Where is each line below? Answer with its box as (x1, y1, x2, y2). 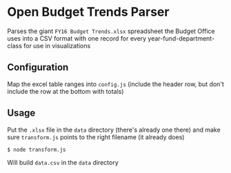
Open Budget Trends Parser (7, 4, 170, 20)
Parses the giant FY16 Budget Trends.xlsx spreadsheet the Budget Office (7, 27, 215, 35)
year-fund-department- (148, 34, 215, 42)
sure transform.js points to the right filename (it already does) (7, 132, 185, 141)
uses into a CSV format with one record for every (7, 34, 147, 42)
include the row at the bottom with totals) (7, 87, 124, 95)
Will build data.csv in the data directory (7, 159, 119, 167)
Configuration (7, 61, 69, 73)
